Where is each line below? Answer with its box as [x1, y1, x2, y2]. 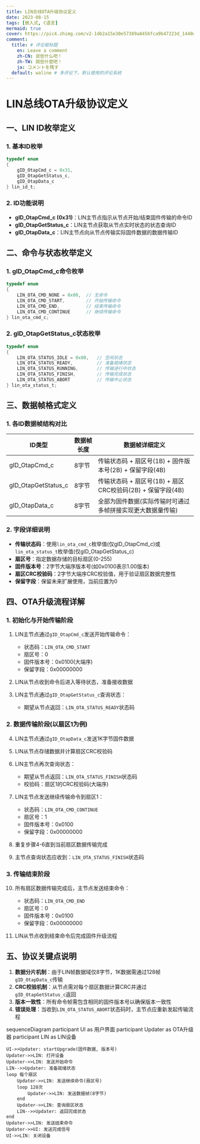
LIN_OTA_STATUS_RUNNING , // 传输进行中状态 [17, 366, 136, 372]
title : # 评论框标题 [11, 42, 58, 48]
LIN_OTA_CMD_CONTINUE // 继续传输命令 [17, 308, 121, 315]
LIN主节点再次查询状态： [14, 760, 76, 767]
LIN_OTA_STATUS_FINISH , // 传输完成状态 [17, 371, 132, 378]
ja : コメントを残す [17, 64, 59, 70]
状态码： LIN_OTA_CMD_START [23, 644, 90, 651]
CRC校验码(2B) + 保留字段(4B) [98, 486, 185, 494]
